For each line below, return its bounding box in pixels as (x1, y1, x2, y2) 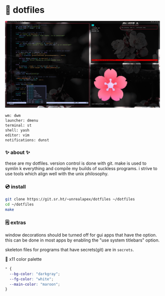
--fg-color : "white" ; (9, 276, 54, 281)
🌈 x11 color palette (5, 256, 42, 262)
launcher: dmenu (5, 118, 38, 123)
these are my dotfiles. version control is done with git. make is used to (5, 160, 147, 166)
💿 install (5, 183, 26, 190)
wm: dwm (5, 113, 21, 118)
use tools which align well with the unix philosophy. (5, 171, 109, 176)
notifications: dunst (5, 138, 50, 143)
